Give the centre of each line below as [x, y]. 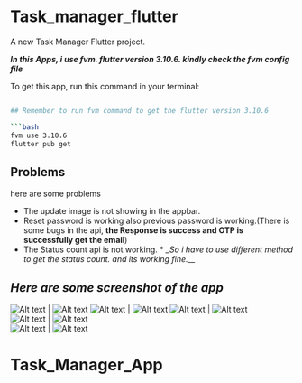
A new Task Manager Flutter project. [78, 42]
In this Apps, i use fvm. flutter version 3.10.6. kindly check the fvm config [150, 59]
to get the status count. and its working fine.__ [110, 259]
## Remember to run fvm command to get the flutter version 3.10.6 [140, 110]
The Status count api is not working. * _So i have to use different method [158, 249]
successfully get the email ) [75, 240]
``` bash [25, 127]
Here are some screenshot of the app [117, 288]
